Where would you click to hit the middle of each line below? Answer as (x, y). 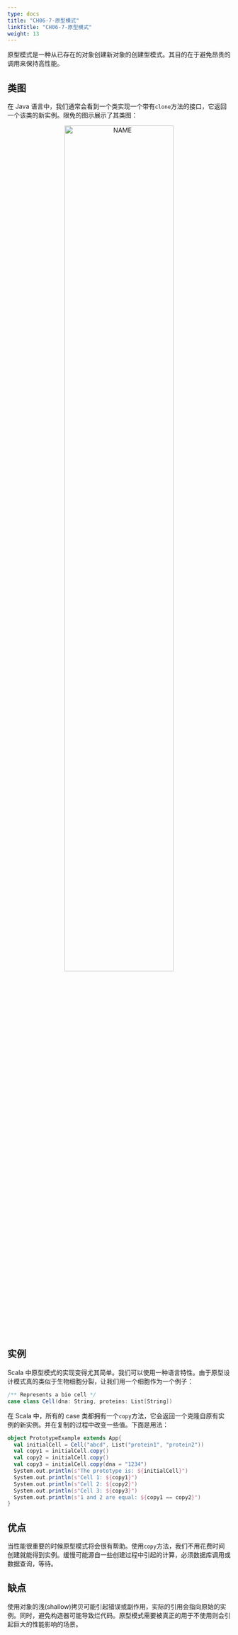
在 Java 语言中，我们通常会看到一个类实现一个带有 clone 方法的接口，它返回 (117, 106)
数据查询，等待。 (32, 1564)
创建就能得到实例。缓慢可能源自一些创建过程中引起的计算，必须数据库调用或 (119, 1555)
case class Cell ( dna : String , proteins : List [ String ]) (90, 1401)
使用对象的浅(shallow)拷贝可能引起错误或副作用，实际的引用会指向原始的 (114, 1606)
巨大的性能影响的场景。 (47, 1624)
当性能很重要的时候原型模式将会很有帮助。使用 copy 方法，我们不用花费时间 (116, 1546)
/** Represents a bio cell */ (52, 1395)
